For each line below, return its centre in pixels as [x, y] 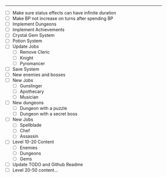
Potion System [27, 41]
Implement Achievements [38, 30]
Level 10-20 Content [33, 142]
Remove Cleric [35, 52]
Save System [26, 69]
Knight [27, 58]
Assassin [29, 136]
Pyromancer [32, 63]
